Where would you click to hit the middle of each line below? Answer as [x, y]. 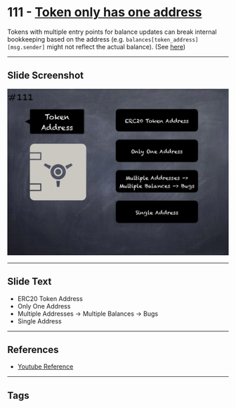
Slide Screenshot [46, 76]
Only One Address [44, 306]
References [33, 350]
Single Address [39, 321]
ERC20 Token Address [50, 298]
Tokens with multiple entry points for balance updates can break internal [112, 32]
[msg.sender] [26, 47]
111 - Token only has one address [105, 12]
